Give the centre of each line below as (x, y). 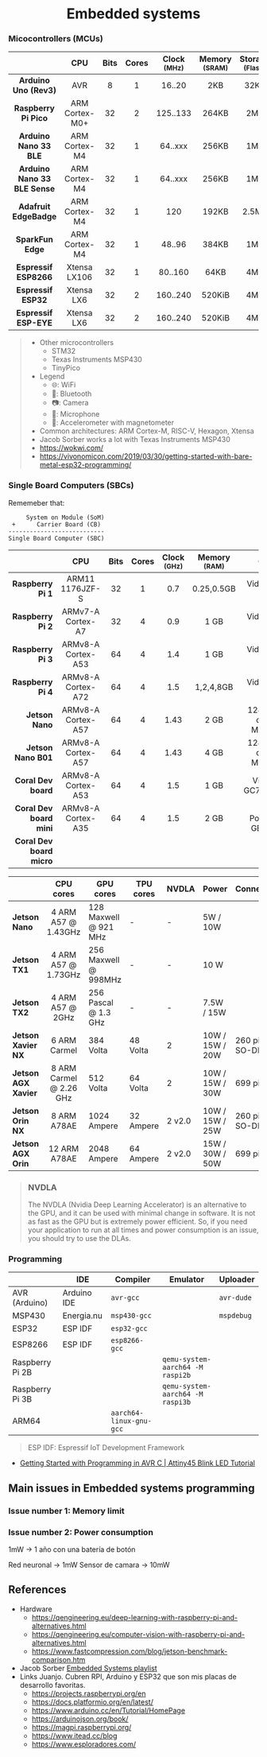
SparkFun (34, 239)
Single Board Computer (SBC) (56, 538)
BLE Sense (35, 189)
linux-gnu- (132, 1421)
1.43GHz (64, 932)
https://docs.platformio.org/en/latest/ (92, 1701)
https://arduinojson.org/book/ (80, 1719)
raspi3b (177, 1402)
